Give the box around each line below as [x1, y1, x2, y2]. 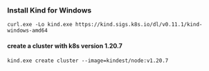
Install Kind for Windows [7, 6, 92, 15]
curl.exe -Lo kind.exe [7, 21, 73, 28]
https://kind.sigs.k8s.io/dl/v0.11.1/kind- [75, 21, 203, 28]
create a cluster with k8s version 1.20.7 [7, 41, 122, 50]
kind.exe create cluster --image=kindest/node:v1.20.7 [7, 57, 169, 64]
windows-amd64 [7, 27, 48, 34]
